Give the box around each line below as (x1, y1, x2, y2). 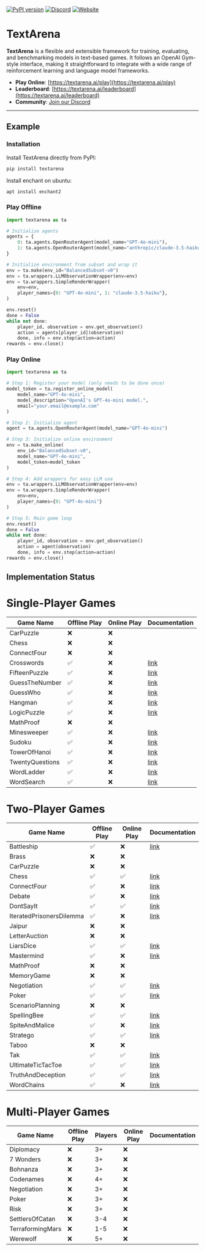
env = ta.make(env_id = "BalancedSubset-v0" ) (6, 267, 119, 273)
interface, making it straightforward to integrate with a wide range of (20, 60, 192, 67)
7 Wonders (9, 1155, 41, 1164)
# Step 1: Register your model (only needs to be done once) (6, 380, 165, 386)
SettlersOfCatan (9, 1215, 56, 1223)
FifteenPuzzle (9, 669, 49, 677)
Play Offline (6, 203, 41, 211)
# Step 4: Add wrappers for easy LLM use (6, 475, 113, 482)
